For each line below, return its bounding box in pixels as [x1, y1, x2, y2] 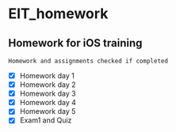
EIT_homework [8, 5, 109, 23]
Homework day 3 [19, 89, 77, 99]
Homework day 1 [19, 71, 75, 80]
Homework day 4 [19, 98, 77, 107]
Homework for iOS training [8, 36, 143, 50]
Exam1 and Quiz [19, 115, 72, 125]
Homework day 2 [19, 80, 77, 89]
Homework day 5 [19, 107, 76, 116]
